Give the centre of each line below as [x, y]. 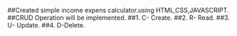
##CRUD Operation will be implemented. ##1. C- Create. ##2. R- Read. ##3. [118, 18]
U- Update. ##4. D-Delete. [46, 25]
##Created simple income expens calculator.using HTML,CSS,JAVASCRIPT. [118, 10]
